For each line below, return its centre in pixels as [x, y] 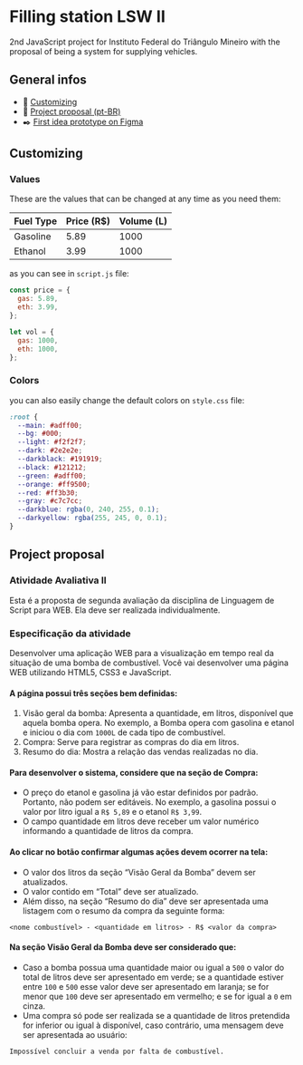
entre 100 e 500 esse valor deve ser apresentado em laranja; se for [146, 986]
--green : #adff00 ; [52, 476]
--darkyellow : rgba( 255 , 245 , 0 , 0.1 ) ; [93, 518]
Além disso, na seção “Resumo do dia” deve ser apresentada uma [145, 901]
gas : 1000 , [38, 340]
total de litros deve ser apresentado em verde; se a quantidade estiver [153, 977]
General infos [48, 80]
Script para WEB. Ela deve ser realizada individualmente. [115, 610]
